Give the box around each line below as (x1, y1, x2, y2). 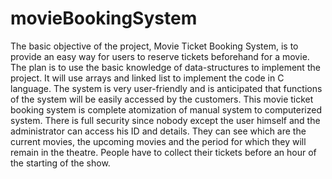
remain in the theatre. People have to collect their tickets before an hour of (10, 146, 317, 158)
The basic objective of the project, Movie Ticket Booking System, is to (10, 40, 299, 52)
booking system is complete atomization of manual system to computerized (10, 103, 323, 116)
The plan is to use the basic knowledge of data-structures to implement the (10, 61, 321, 73)
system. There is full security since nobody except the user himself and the (10, 114, 321, 126)
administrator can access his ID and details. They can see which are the (10, 125, 307, 137)
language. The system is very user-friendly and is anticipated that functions (10, 82, 323, 94)
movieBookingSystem (10, 7, 198, 30)
